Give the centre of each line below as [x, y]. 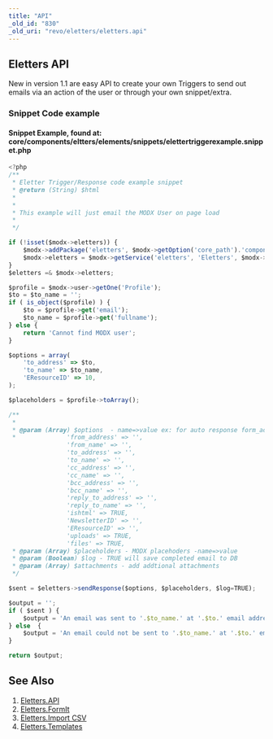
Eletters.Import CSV [53, 718]
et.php [20, 150]
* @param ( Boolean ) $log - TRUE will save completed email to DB [125, 558]
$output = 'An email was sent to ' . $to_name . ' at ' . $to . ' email [134, 618]
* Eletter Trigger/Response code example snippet [97, 183]
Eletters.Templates [51, 726]
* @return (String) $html [56, 190]
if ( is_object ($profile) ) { [60, 303]
